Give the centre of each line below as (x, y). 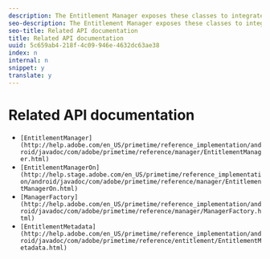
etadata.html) (43, 248)
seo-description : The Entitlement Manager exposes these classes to (125, 23)
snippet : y (27, 68)
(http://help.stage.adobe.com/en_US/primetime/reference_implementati (141, 174)
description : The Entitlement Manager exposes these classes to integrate (136, 16)
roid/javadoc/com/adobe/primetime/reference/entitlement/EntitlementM (141, 241)
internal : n (28, 61)
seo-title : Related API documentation (73, 30)
